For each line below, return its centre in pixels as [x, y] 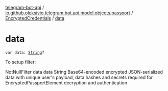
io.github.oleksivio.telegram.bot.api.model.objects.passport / [69, 13]
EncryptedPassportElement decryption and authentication [66, 83]
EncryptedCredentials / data [35, 18]
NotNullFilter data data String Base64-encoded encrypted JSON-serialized [84, 72]
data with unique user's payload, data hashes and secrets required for [79, 77]
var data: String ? [25, 52]
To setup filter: [21, 62]
